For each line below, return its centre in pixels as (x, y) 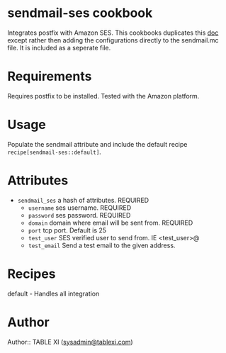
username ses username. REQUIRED (80, 208)
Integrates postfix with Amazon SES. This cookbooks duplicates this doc (113, 33)
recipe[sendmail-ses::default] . (54, 152)
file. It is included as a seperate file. (59, 47)
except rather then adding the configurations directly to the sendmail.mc (113, 40)
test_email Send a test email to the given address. (102, 245)
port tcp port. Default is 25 (67, 230)
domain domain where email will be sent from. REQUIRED (111, 223)
